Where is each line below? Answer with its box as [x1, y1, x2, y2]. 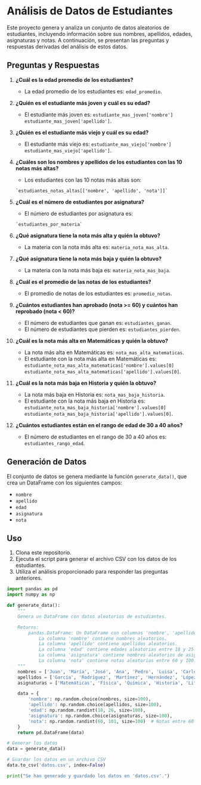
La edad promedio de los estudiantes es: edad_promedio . [24, 88, 163, 95]
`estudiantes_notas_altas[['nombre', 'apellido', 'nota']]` [15, 188, 168, 194]
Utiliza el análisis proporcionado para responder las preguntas [15, 568, 169, 575]
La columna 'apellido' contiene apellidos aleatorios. [38, 641, 178, 647]
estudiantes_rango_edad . [24, 439, 85, 446]
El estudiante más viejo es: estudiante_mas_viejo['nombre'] [24, 140, 172, 148]
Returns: [17, 624, 39, 630]
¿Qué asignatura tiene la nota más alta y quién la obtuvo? [15, 232, 160, 239]
